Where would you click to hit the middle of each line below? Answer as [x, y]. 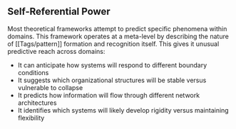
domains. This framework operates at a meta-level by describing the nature [118, 36]
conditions [33, 72]
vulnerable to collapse [50, 87]
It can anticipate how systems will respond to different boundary [112, 65]
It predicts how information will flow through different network [109, 95]
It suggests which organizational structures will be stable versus [112, 80]
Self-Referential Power [59, 12]
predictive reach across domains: [56, 51]
